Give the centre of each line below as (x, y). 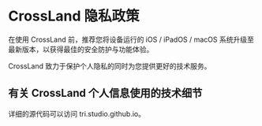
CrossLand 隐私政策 (74, 16)
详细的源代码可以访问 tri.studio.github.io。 (77, 113)
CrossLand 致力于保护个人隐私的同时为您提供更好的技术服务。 (110, 66)
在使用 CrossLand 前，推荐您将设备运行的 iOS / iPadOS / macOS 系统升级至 (131, 39)
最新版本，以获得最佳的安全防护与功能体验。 (81, 49)
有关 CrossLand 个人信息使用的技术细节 (105, 93)
